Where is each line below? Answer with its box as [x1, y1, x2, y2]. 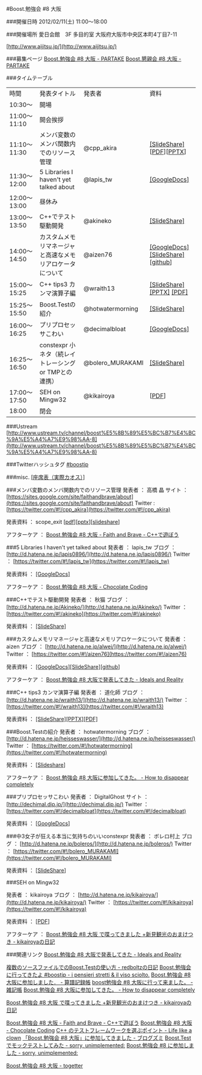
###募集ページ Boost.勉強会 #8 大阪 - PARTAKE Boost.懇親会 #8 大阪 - [6, 55, 182, 62]
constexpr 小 [39, 341, 76, 349]
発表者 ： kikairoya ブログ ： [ [6, 891, 80, 898]
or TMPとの [39, 368, 73, 376]
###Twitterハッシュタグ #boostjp [6, 461, 89, 467]
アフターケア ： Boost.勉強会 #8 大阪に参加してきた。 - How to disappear [6, 774, 189, 781]
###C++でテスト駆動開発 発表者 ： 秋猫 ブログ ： [6, 596, 130, 603]
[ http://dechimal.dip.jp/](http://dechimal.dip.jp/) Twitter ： [6, 801, 149, 808]
